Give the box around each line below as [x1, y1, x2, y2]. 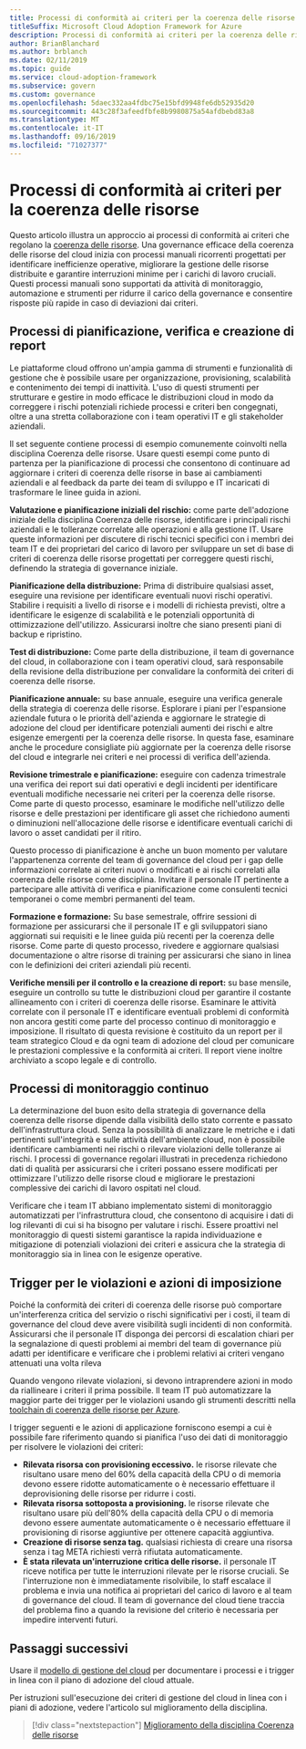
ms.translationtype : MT [9, 115, 100, 124]
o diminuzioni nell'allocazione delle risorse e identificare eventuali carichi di [9, 817, 293, 828]
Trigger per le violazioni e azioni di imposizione [9, 1275, 282, 1291]
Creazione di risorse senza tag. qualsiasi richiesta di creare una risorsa [22, 1536, 293, 1547]
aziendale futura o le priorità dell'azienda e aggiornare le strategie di [9, 713, 266, 724]
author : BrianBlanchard [9, 38, 100, 48]
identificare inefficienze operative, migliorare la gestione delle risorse [9, 258, 270, 269]
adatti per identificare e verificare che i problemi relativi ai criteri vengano [9, 1348, 285, 1359]
